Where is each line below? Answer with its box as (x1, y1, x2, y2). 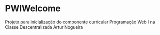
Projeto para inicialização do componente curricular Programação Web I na (5, 19, 155, 25)
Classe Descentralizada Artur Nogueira (5, 24, 83, 30)
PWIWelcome (5, 3, 61, 14)
